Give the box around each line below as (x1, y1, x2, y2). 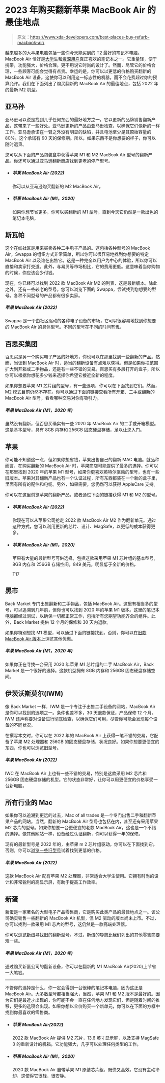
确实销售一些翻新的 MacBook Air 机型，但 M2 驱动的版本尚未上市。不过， (9, 915, 159, 921)
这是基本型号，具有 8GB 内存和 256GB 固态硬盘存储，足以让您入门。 (5, 427, 145, 433)
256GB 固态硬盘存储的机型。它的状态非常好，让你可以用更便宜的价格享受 (5, 777, 154, 782)
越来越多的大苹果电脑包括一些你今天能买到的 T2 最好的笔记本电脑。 (5, 50, 142, 56)
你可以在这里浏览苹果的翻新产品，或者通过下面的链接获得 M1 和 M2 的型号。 (5, 492, 160, 498)
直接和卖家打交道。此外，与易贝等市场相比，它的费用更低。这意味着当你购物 (5, 263, 160, 269)
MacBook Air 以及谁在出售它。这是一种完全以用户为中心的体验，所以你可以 (5, 257, 157, 263)
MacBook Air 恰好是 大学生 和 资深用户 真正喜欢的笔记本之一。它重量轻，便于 (5, 56, 157, 62)
